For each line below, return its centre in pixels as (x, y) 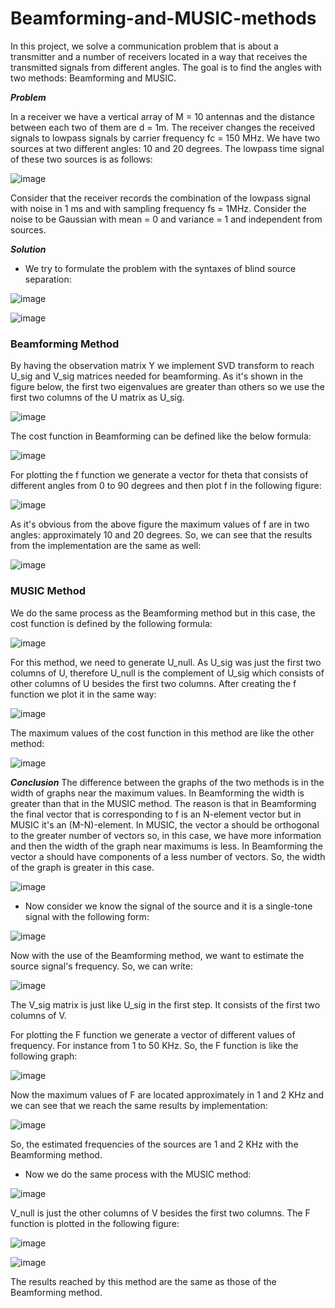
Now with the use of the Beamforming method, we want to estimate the (157, 955)
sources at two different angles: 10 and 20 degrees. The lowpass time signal (167, 148)
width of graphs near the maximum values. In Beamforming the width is (157, 793)
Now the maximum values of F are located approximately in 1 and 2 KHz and (167, 1094)
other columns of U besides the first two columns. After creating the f (153, 683)
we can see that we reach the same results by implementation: (139, 1105)
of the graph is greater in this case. (82, 867)
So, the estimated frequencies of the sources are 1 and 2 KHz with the (154, 1144)
